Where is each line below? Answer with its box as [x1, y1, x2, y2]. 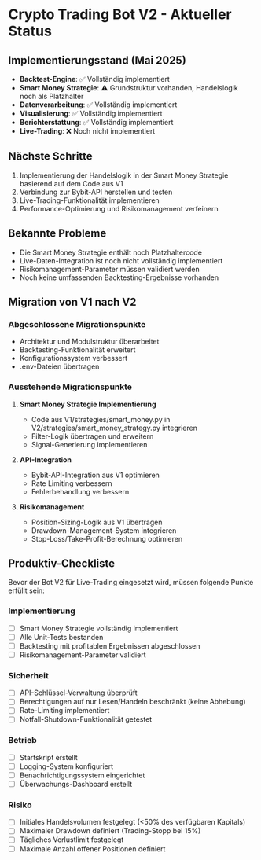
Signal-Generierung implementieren [31, 439, 148, 449]
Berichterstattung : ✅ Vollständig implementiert [19, 118, 174, 127]
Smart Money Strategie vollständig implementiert [19, 623, 178, 633]
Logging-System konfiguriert [19, 761, 114, 771]
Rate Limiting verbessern [31, 478, 112, 488]
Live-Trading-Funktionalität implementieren [19, 195, 160, 205]
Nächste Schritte [8, 149, 93, 163]
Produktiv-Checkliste [8, 557, 116, 570]
